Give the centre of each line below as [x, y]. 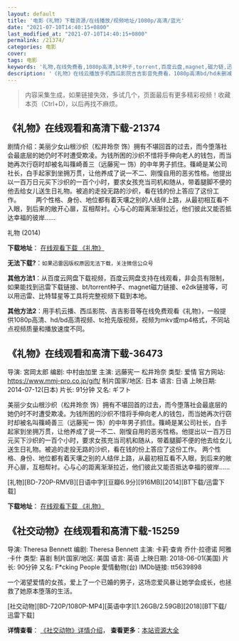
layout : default [31, 14]
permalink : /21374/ [36, 41]
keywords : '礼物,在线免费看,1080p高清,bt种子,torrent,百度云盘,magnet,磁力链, [117, 67]
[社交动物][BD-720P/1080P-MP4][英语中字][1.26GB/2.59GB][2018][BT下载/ [117, 606]
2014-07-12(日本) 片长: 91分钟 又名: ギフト [69, 390]
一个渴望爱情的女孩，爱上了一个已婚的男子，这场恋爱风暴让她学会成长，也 [116, 582]
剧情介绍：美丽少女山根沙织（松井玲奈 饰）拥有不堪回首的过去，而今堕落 [114, 147]
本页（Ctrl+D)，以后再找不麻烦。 [73, 103]
